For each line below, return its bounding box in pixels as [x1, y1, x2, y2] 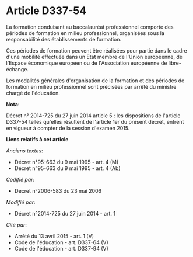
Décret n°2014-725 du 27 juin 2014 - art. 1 [14, 210, 115, 217]
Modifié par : [6, 199, 36, 206]
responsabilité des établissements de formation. [6, 36, 121, 43]
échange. [6, 65, 29, 72]
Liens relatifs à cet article [6, 136, 69, 143]
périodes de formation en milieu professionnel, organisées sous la [6, 29, 164, 36]
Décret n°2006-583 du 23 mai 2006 [14, 187, 102, 194]
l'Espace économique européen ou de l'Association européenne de [6, 60, 167, 67]
